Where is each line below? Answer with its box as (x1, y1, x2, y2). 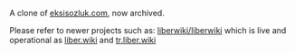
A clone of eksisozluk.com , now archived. (9, 8, 165, 18)
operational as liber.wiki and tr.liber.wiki (9, 35, 157, 45)
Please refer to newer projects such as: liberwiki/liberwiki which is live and (9, 25, 287, 35)
